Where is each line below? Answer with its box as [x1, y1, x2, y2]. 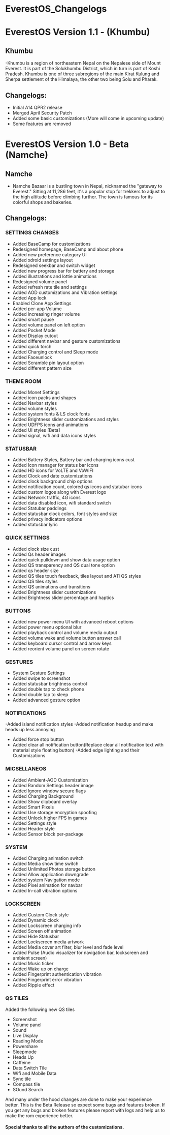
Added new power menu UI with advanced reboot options [12, 618, 133, 624]
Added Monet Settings [12, 389, 60, 395]
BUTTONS [5, 607, 31, 614]
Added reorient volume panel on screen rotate [12, 645, 110, 651]
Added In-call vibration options [12, 888, 78, 894]
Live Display [12, 1032, 39, 1038]
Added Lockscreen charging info [12, 922, 81, 929]
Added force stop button [12, 736, 64, 742]
